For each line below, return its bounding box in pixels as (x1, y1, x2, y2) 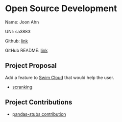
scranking (12, 84, 33, 90)
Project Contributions (5, 98, 73, 106)
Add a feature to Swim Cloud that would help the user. (5, 74, 114, 81)
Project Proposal (5, 61, 57, 70)
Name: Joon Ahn (5, 19, 39, 25)
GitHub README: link (5, 47, 48, 53)
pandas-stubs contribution (12, 111, 66, 117)
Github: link (5, 38, 28, 44)
